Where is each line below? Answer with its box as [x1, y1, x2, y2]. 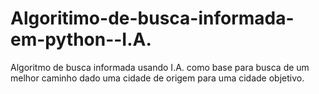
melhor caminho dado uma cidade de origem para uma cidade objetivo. [10, 72, 305, 84]
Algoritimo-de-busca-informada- [10, 7, 295, 30]
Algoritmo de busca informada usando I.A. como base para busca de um [10, 61, 310, 73]
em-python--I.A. [10, 28, 152, 51]
